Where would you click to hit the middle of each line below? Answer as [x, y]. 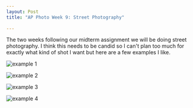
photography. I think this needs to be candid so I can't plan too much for [95, 46]
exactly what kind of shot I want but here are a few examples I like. [88, 53]
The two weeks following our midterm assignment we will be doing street [96, 40]
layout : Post [22, 12]
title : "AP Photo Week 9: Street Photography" [65, 17]
